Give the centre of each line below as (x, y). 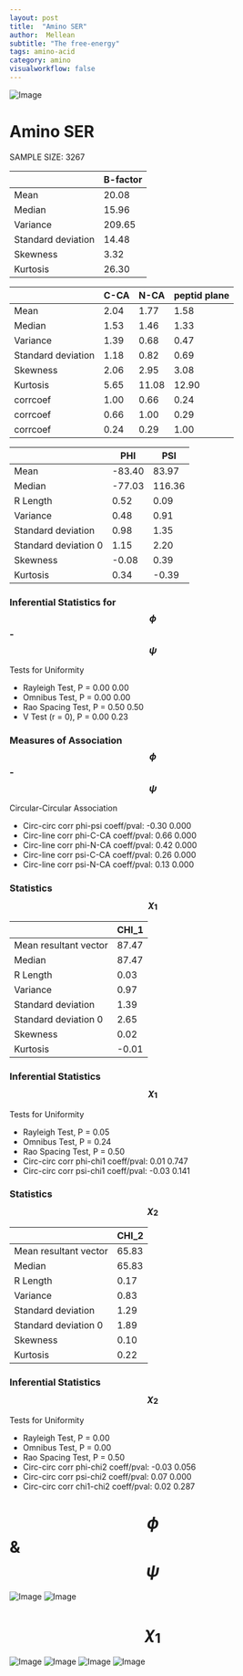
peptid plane (202, 295)
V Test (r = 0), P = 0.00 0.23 (76, 717)
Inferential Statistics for (63, 602)
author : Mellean (42, 35)
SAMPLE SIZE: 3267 (47, 157)
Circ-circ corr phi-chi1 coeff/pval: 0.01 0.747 (105, 1161)
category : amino (40, 60)
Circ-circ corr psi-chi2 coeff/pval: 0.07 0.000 (107, 1476)
